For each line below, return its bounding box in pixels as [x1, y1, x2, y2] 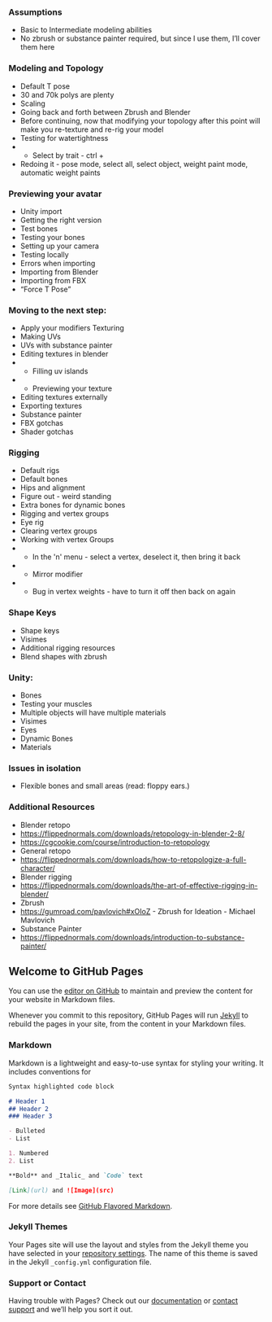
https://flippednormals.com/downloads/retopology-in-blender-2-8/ [19, 829, 245, 838]
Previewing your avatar [8, 188, 102, 199]
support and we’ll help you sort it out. [8, 1305, 133, 1315]
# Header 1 [8, 1097, 45, 1105]
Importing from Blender [19, 267, 99, 277]
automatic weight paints [19, 168, 101, 177]
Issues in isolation [8, 763, 81, 773]
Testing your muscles [19, 699, 93, 709]
